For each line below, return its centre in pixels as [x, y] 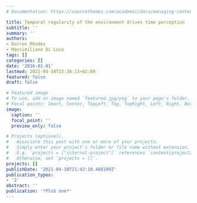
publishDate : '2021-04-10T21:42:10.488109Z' [61, 169]
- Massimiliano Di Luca [35, 50]
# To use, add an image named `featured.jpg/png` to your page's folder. [98, 99]
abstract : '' [22, 186]
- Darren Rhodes [26, 44]
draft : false [22, 82]
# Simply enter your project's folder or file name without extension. [98, 148]
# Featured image [27, 93]
